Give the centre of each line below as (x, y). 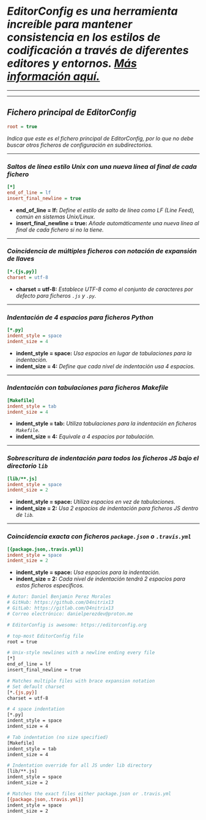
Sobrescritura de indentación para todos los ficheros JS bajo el (103, 458)
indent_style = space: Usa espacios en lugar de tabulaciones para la (104, 353)
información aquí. (53, 76)
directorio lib (28, 466)
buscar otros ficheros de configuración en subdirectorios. (80, 145)
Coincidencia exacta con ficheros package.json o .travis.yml (99, 536)
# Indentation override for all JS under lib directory (79, 765)
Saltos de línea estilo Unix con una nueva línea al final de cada (102, 166)
